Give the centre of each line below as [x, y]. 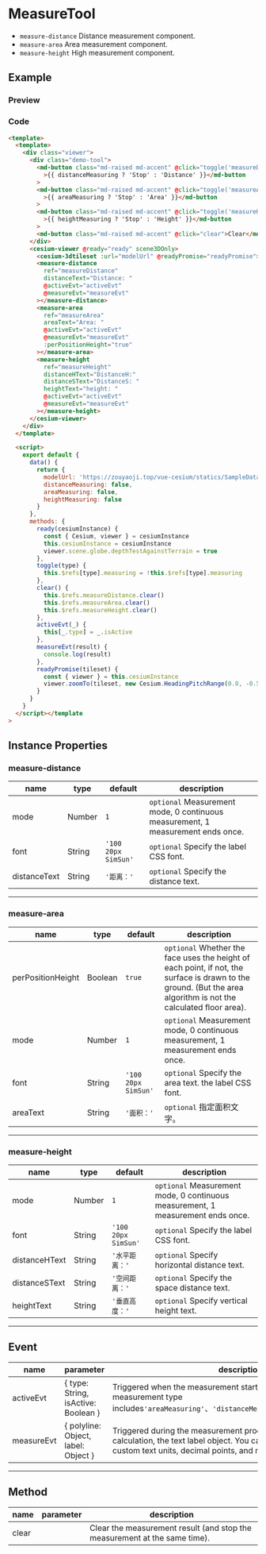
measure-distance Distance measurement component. [107, 36]
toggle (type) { [62, 566]
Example [30, 77]
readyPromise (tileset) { [78, 669]
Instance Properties [58, 746]
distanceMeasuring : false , [88, 484]
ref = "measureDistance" [81, 271]
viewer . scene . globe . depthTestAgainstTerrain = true [130, 551]
